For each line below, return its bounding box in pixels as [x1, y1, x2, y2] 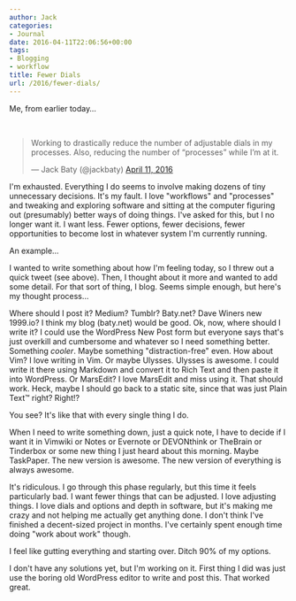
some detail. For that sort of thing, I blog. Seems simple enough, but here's [9, 281, 282, 292]
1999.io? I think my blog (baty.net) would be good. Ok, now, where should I [9, 317, 281, 327]
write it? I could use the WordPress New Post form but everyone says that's [9, 327, 285, 337]
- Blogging [9, 54, 49, 63]
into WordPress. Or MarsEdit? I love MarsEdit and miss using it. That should [9, 374, 284, 384]
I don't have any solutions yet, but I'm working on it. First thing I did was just [9, 563, 286, 574]
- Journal [9, 29, 46, 38]
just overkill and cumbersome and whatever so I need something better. [9, 335, 270, 346]
